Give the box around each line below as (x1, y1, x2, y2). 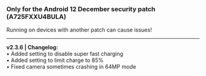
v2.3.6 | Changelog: (6, 44, 58, 51)
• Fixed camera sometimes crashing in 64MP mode (6, 63, 137, 71)
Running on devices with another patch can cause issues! (6, 26, 152, 33)
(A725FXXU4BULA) (6, 12, 66, 21)
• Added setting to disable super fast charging (6, 50, 124, 58)
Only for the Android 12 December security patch (6, 5, 156, 13)
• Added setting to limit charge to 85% (6, 57, 104, 64)
